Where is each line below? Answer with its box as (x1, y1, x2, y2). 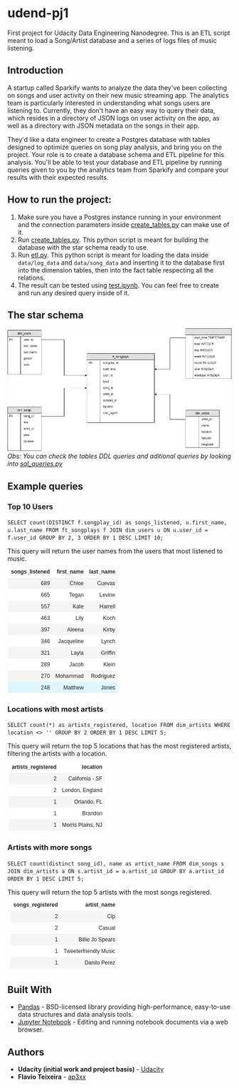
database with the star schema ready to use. (17, 243, 149, 251)
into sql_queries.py (7, 459, 63, 468)
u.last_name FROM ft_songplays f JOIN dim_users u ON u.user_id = (7, 527, 208, 534)
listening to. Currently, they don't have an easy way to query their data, (7, 106, 216, 115)
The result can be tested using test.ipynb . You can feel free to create (17, 280, 219, 290)
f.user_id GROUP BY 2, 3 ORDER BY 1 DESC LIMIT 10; (7, 534, 164, 542)
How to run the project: (7, 194, 112, 206)
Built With (7, 984, 52, 996)
